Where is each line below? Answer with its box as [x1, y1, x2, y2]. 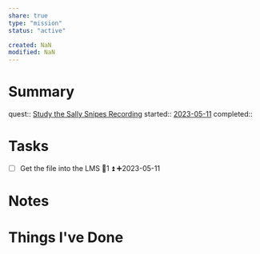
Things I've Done [8, 228, 124, 247]
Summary [8, 83, 74, 101]
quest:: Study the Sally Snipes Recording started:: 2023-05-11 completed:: [8, 109, 254, 119]
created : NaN [8, 41, 52, 49]
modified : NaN [8, 49, 56, 57]
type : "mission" [8, 19, 62, 27]
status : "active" [8, 26, 66, 34]
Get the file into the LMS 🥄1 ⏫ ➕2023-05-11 [19, 164, 161, 173]
